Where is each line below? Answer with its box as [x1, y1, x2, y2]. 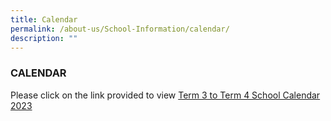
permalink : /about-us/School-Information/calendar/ [10, 24, 230, 34]
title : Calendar [10, 14, 78, 25]
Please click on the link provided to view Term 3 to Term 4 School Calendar [10, 89, 321, 101]
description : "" [10, 33, 78, 43]
